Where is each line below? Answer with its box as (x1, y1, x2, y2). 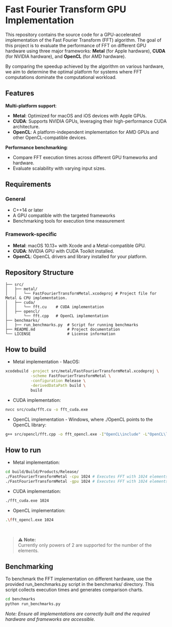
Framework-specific (5, 231, 57, 238)
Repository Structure (5, 268, 74, 277)
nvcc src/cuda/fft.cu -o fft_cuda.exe (5, 407, 88, 412)
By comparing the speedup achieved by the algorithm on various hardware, (5, 63, 165, 69)
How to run (5, 445, 41, 455)
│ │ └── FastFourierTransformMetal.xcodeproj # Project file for (5, 291, 157, 296)
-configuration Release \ (30, 378, 86, 383)
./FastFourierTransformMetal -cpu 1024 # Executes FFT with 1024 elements (5, 474, 168, 479)
